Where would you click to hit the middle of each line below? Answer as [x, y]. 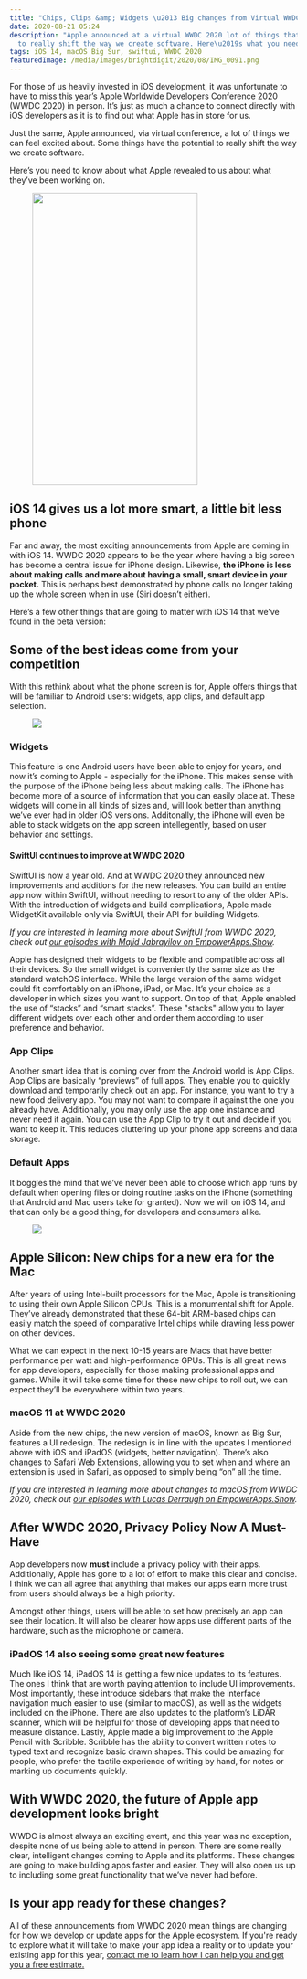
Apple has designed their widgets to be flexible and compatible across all [147, 959]
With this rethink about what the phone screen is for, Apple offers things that [153, 686]
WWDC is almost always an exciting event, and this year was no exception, [151, 1836]
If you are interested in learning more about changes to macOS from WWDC [153, 1489]
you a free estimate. [47, 1964]
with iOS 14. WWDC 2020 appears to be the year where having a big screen [152, 555]
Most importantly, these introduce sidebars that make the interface [135, 1693]
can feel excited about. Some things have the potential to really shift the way [153, 143]
